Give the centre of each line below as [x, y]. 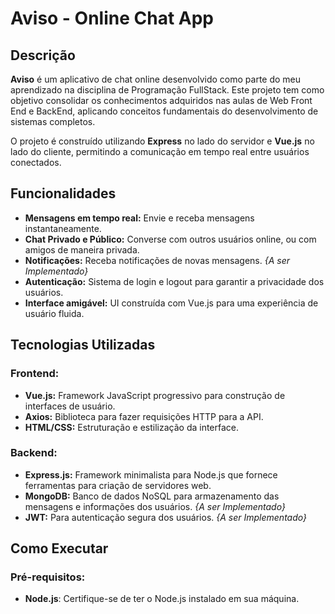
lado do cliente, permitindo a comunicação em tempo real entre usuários [160, 151]
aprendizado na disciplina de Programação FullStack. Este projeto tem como [167, 90]
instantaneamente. [63, 228]
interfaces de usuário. [70, 406]
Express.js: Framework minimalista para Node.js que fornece [151, 474]
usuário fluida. [54, 313]
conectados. [36, 162]
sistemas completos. [53, 121]
